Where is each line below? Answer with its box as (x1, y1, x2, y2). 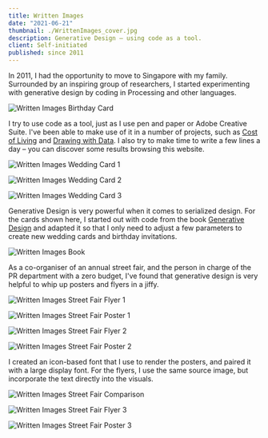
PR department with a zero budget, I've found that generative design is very (8, 271, 258, 281)
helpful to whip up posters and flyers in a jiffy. (8, 280, 159, 289)
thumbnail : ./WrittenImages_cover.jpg (8, 26, 138, 34)
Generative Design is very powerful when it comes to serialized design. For (8, 206, 256, 216)
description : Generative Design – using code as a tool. (8, 34, 202, 42)
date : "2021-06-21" (8, 19, 74, 27)
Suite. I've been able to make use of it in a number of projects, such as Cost (8, 127, 258, 137)
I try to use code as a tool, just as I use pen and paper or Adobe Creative (8, 119, 248, 128)
